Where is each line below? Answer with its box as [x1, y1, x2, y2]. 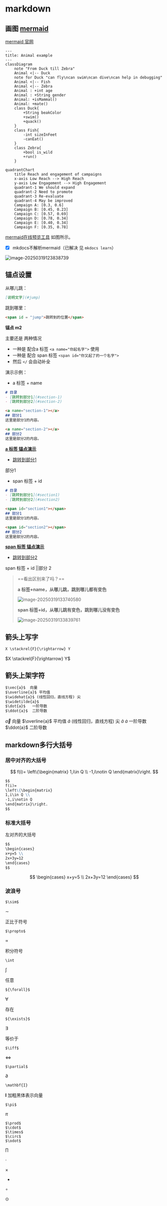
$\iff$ [5, 1046, 19, 1051]
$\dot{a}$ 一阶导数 [5, 704, 48, 709]
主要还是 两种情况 [5, 335, 42, 341]
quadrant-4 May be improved [14, 198, 73, 203]
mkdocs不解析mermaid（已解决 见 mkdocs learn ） [12, 245, 116, 250]
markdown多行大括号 [5, 740, 73, 749]
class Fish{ [14, 128, 39, 133]
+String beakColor [23, 110, 62, 115]
